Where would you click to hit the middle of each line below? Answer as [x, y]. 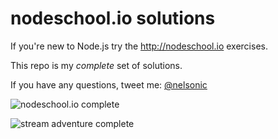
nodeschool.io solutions [113, 18]
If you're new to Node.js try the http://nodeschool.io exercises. [139, 46]
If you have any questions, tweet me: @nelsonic [109, 84]
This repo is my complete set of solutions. [96, 65]
